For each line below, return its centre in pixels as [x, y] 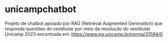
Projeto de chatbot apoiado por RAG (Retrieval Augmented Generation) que [83, 23]
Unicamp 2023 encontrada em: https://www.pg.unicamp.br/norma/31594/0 [84, 34]
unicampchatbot [41, 9]
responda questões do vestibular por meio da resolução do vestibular [78, 28]
